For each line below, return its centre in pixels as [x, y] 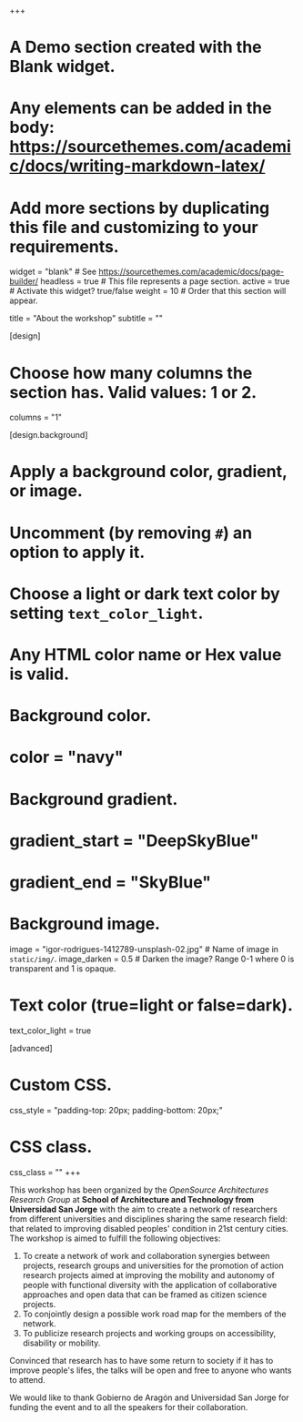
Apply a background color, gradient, [148, 472]
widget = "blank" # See [53, 272]
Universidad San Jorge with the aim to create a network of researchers [143, 1209]
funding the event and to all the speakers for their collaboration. [129, 1407]
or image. [46, 491]
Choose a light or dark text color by [145, 594]
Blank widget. [62, 67]
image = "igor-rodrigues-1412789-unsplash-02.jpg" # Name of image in [144, 949]
